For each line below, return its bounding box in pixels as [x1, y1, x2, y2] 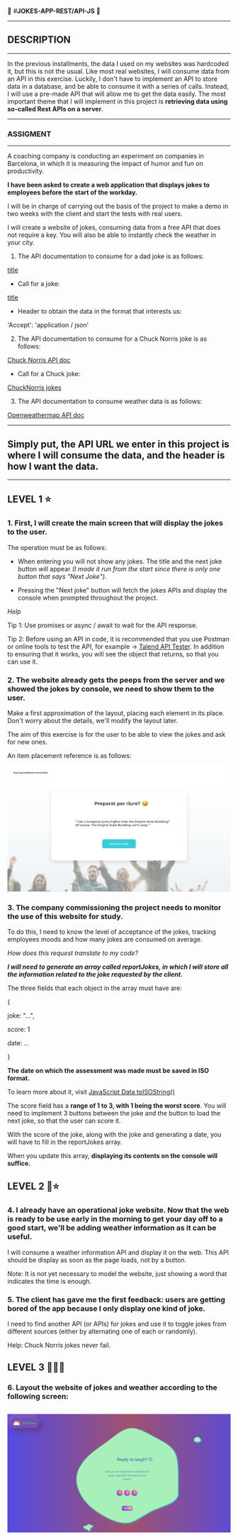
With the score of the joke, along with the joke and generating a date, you [7, 1130, 222, 1138]
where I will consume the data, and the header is [7, 449, 225, 461]
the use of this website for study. [7, 911, 123, 921]
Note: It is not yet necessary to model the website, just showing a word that [7, 1269, 227, 1277]
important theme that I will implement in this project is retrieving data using [7, 97, 228, 106]
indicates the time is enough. [7, 1277, 92, 1285]
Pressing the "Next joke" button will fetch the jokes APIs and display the [17, 585, 228, 594]
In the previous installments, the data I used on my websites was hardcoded [7, 59, 229, 67]
